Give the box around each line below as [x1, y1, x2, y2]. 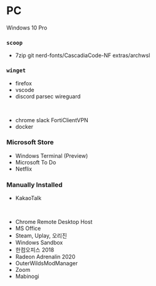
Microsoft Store [6, 138, 54, 147]
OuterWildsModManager [15, 260, 78, 267]
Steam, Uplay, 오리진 [15, 232, 68, 239]
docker [15, 123, 34, 130]
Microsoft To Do [15, 158, 57, 166]
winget [6, 67, 26, 74]
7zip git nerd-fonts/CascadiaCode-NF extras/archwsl [15, 52, 150, 59]
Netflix [15, 165, 33, 172]
